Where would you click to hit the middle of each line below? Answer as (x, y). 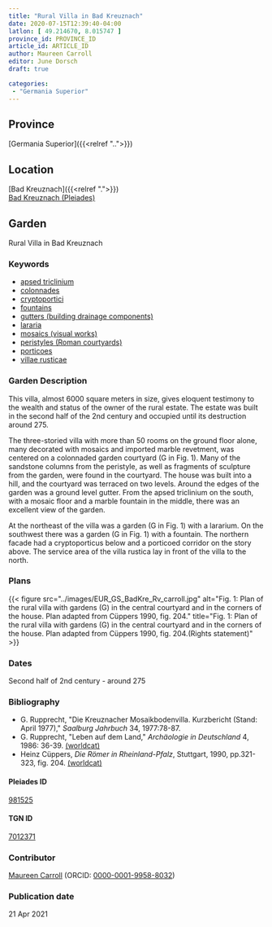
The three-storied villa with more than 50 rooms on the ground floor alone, (133, 440)
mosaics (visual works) (58, 334)
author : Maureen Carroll (50, 54)
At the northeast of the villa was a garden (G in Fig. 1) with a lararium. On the (136, 525)
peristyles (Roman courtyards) (71, 342)
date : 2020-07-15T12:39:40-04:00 (65, 24)
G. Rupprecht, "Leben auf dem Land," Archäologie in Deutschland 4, (134, 737)
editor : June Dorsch (43, 62)
